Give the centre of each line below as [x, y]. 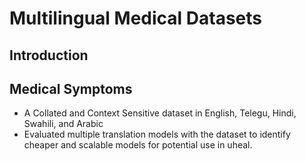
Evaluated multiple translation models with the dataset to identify [157, 134]
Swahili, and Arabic [63, 124]
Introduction [49, 55]
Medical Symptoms [71, 88]
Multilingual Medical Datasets [136, 18]
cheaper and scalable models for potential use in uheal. [138, 145]
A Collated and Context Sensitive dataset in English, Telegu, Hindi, [160, 113]
